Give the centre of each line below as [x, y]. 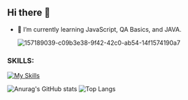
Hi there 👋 [29, 13]
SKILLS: [21, 61]
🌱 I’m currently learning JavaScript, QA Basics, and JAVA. [99, 29]
